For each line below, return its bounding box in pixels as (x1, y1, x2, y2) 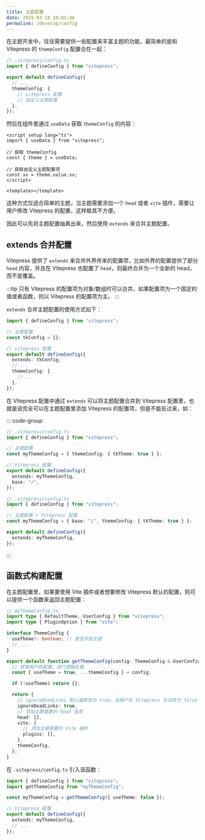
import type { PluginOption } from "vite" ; (6, 619, 119, 625)
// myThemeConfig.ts (6, 608, 59, 614)
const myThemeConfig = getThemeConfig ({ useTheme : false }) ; (6, 794, 165, 801)
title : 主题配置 (6, 9, 44, 15)
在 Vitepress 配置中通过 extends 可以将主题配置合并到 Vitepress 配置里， (6, 397, 189, 404)
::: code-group (6, 417, 43, 424)
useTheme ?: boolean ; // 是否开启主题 (12, 636, 103, 642)
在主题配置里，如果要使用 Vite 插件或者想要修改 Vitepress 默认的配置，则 (6, 588, 190, 595)
